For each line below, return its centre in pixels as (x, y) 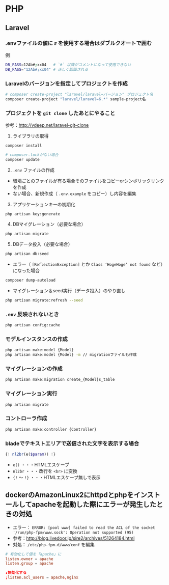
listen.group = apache (29, 564)
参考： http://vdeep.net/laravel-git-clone (47, 125)
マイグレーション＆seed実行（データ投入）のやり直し (69, 291)
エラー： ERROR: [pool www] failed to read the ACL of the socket (84, 527)
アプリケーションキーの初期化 (44, 204)
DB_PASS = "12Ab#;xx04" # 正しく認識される (47, 69)
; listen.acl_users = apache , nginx (42, 578)
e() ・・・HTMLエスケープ (41, 464)
